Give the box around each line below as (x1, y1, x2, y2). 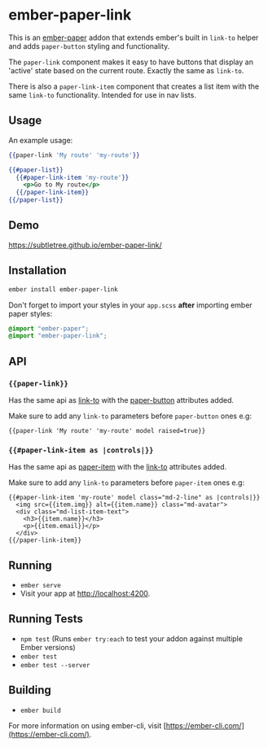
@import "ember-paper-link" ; (8, 332, 108, 340)
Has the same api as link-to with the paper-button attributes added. (8, 395, 235, 404)
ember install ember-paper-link (8, 285, 118, 294)
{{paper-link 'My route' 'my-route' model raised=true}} (8, 426, 206, 435)
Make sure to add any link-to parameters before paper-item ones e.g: (8, 478, 245, 487)
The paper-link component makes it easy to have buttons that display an (8, 57, 254, 67)
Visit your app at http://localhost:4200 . (20, 588, 151, 599)
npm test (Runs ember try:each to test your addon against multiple (20, 633, 243, 644)
